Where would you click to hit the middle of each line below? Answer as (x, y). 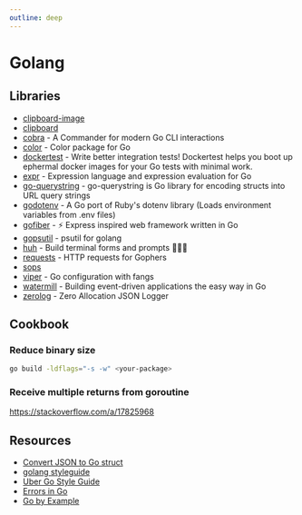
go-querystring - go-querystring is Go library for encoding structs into (154, 185)
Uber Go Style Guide (61, 481)
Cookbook (39, 325)
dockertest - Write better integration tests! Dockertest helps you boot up (157, 156)
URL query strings (56, 195)
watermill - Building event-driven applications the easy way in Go (144, 286)
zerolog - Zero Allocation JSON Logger (96, 295)
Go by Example (51, 501)
